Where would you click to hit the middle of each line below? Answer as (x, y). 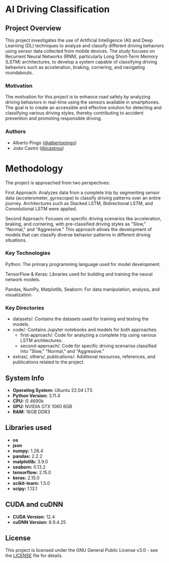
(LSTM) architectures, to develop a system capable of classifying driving (81, 62)
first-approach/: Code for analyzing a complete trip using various (88, 335)
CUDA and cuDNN (34, 504)
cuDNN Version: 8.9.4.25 (39, 522)
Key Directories (25, 308)
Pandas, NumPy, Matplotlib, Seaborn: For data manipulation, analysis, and (82, 289)
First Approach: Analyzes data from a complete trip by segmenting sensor (82, 192)
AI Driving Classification (58, 9)
